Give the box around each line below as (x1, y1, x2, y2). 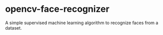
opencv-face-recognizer (5, 3, 110, 15)
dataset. (5, 25, 22, 31)
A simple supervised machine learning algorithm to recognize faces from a (5, 20, 159, 26)
